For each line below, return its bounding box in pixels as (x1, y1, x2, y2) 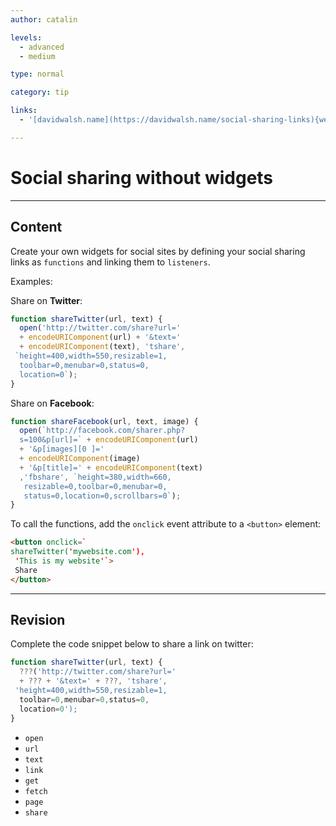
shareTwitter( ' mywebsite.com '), (10, 547, 145, 557)
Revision (10, 612, 66, 629)
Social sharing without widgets (10, 166, 274, 189)
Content (10, 219, 63, 236)
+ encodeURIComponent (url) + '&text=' (19, 332, 182, 343)
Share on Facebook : (10, 397, 95, 409)
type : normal (10, 69, 65, 80)
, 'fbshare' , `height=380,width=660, (19, 472, 172, 482)
